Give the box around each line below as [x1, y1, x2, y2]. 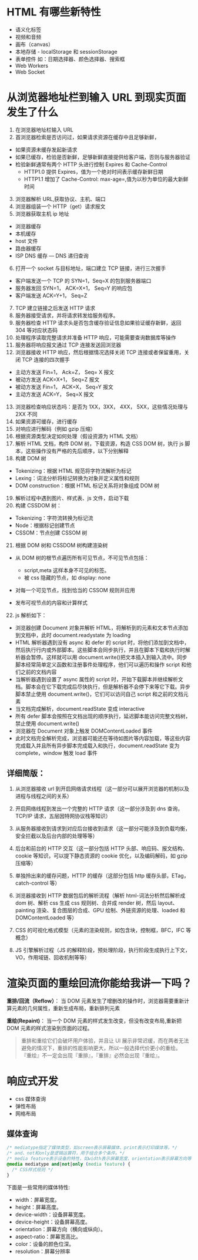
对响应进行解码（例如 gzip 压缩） [15, 425, 96, 432]
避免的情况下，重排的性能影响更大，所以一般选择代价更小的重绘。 [21, 1044, 181, 1051]
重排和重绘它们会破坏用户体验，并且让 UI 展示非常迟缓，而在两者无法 [21, 1037, 189, 1044]
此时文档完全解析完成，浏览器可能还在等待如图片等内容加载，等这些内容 [15, 734, 190, 741]
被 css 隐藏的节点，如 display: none [24, 574, 111, 581]
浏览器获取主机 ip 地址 [15, 210, 69, 217]
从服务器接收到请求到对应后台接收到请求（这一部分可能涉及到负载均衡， [15, 824, 190, 832]
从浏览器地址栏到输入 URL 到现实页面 [6, 91, 186, 104]
